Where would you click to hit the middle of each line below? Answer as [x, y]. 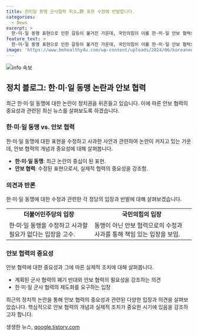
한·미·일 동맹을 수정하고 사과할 [49, 226]
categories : [21, 17]
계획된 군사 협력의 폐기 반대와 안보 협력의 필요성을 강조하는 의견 [88, 280]
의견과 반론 [21, 185]
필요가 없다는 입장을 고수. [42, 235]
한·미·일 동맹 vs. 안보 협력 [40, 127]
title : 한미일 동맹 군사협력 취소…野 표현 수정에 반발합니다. [71, 11]
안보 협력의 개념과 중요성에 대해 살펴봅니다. [63, 149]
